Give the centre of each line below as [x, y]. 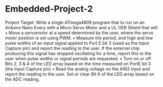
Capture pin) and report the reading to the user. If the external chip [72, 48]
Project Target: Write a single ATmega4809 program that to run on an [75, 22]
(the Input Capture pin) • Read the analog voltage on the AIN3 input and [78, 69]
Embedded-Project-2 [49, 9]
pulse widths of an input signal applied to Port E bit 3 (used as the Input [77, 43]
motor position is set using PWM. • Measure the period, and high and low [79, 38]
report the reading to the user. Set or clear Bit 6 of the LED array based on [80, 74]
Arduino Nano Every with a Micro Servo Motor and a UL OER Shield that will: [82, 27]
